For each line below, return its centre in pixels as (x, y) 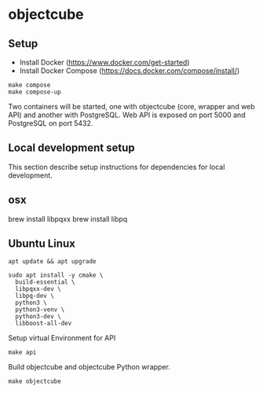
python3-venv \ (40, 310)
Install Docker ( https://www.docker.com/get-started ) (104, 62)
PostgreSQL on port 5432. (51, 123)
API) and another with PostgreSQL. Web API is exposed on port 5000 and (127, 115)
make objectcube (35, 382)
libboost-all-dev (44, 324)
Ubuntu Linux (42, 244)
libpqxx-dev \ (38, 289)
